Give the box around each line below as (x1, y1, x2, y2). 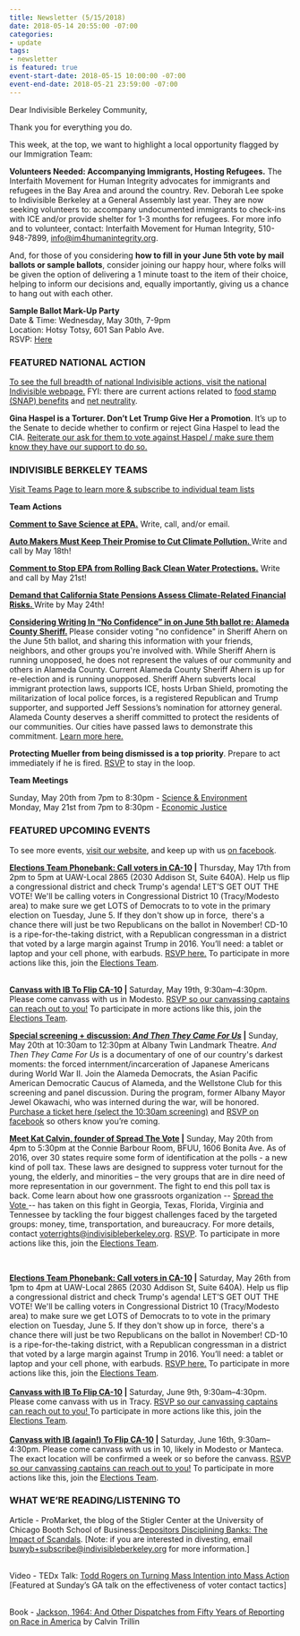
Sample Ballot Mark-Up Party (9, 305, 120, 316)
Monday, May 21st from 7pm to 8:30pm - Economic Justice (9, 802, 227, 813)
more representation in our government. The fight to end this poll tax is (9, 1180, 270, 1191)
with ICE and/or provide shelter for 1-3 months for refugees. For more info (9, 213, 282, 224)
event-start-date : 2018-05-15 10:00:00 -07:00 (9, 72, 186, 81)
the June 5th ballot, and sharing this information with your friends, (9, 636, 253, 647)
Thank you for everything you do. (9, 122, 133, 133)
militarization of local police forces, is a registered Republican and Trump (9, 693, 279, 704)
